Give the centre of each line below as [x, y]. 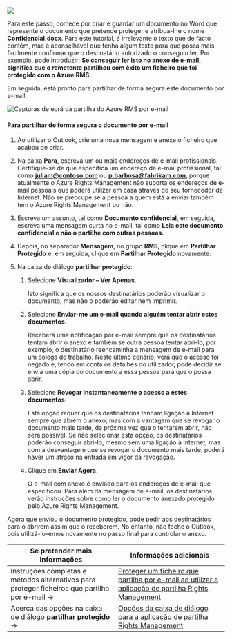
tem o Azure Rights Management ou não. [75, 205]
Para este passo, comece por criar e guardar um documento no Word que [112, 23]
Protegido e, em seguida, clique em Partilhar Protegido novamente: [114, 254]
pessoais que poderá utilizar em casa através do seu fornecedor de [127, 190]
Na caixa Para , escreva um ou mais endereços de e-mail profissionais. [117, 161]
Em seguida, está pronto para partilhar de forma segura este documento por [116, 88]
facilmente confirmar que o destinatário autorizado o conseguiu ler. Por [109, 53]
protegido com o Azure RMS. [49, 75]
